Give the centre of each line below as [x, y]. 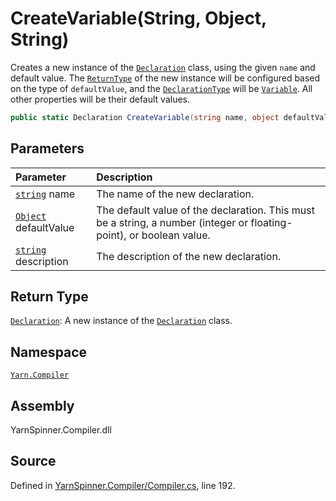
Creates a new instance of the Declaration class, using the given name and [163, 67]
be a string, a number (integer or [172, 222]
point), [111, 235]
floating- [271, 222]
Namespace [49, 352]
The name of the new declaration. [175, 194]
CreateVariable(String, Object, [138, 18]
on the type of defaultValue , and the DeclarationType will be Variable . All [161, 88]
